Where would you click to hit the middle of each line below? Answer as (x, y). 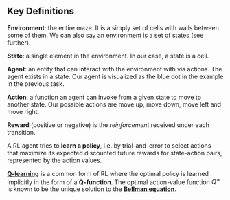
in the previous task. (36, 84)
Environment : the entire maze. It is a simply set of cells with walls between (113, 27)
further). (19, 42)
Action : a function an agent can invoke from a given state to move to (104, 97)
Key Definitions (41, 11)
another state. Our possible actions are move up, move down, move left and (114, 104)
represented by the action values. (55, 160)
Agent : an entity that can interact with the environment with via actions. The (115, 69)
